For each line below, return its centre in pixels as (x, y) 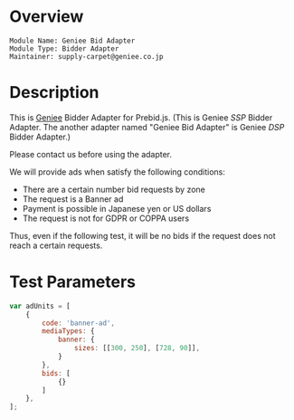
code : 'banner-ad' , (79, 323)
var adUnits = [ (40, 306)
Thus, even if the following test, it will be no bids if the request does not (142, 235)
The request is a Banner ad (73, 199)
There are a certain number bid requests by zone (114, 189)
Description (54, 93)
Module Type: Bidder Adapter (64, 48)
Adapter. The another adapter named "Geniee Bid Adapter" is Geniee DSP (147, 127)
